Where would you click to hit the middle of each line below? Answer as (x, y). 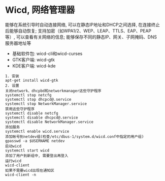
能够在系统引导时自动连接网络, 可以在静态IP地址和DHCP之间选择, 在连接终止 (82, 25)
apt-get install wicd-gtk (32, 80)
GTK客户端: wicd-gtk (33, 60)
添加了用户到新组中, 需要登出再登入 (37, 155)
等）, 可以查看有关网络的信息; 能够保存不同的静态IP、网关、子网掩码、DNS (81, 37)
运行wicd (13, 161)
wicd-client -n (21, 175)
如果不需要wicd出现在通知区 (30, 170)
